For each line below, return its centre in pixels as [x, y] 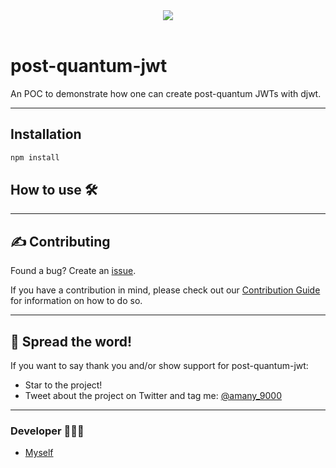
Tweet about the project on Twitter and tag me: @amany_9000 [153, 396]
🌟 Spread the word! [71, 341]
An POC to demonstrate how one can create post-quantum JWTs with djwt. [166, 93]
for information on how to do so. [76, 301]
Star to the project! [63, 385]
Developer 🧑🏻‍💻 [47, 431]
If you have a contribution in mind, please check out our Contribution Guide [165, 290]
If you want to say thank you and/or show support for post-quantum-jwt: [159, 366]
